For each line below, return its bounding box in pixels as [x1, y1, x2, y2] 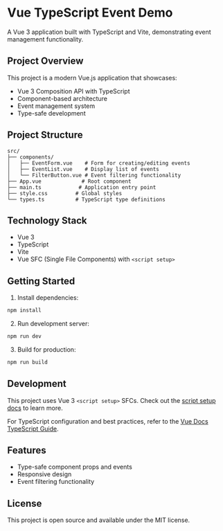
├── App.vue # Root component [7, 178, 132, 185]
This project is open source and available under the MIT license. [7, 516, 190, 524]
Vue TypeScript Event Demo [7, 5, 173, 21]
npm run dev [7, 333, 42, 340]
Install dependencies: [17, 294, 79, 302]
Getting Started [7, 275, 75, 287]
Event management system [17, 102, 96, 110]
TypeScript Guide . [7, 424, 59, 433]
